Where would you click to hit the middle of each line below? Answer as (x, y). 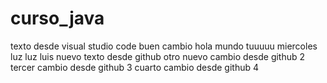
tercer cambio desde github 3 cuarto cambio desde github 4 (134, 67)
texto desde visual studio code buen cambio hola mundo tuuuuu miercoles (164, 46)
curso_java (57, 18)
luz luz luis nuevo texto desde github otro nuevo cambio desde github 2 (158, 56)
